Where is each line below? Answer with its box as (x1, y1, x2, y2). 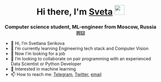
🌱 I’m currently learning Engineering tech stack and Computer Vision (10, 46, 149, 52)
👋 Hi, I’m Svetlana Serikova (10, 41, 65, 46)
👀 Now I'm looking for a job (10, 51, 65, 56)
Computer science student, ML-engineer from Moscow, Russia (4, 24, 157, 30)
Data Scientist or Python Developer (10, 61, 81, 67)
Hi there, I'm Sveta (36, 6, 113, 17)
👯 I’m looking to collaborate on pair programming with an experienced (10, 56, 151, 62)
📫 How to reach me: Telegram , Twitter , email (10, 71, 102, 77)
